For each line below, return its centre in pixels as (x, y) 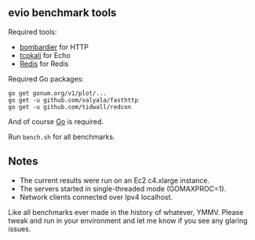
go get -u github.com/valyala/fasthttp (73, 100)
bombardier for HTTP (54, 47)
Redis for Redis (44, 64)
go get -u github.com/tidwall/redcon (70, 107)
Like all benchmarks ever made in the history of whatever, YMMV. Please (126, 212)
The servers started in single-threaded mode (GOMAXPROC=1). (123, 188)
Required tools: (33, 31)
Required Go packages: (46, 78)
